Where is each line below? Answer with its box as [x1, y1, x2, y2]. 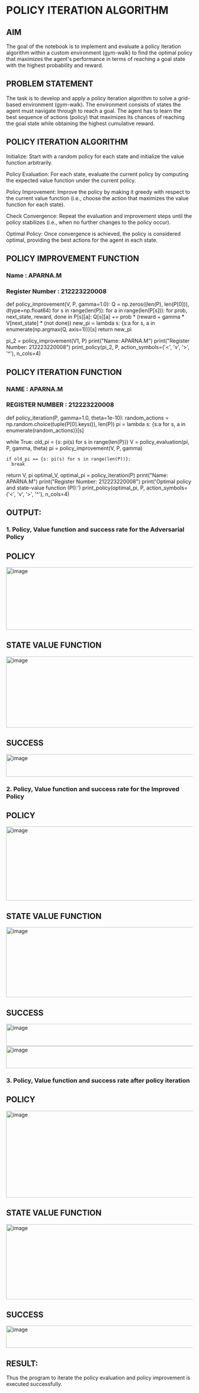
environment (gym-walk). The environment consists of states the [23, 101, 181, 108]
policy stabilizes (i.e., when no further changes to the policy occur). [6, 219, 171, 226]
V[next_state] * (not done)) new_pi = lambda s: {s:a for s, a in [6, 319, 155, 326]
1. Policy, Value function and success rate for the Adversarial [6, 526, 185, 534]
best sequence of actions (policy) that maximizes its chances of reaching [6, 113, 185, 120]
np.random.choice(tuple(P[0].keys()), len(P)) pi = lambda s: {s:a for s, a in [6, 420, 186, 427]
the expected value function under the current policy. [6, 177, 136, 184]
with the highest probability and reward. [6, 62, 104, 69]
